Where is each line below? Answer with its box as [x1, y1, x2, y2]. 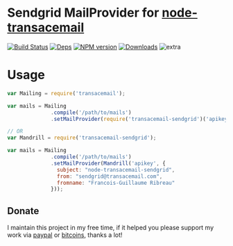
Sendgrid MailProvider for [7, 5, 159, 21]
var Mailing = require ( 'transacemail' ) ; [7, 90, 126, 97]
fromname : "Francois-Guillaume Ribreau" [56, 179, 175, 186]
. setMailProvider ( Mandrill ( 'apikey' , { [51, 160, 166, 167]
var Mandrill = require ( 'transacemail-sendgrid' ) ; [7, 134, 157, 142]
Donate [7, 205, 40, 217]
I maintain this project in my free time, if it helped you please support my [7, 224, 214, 232]
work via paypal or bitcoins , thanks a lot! [7, 231, 123, 239]
